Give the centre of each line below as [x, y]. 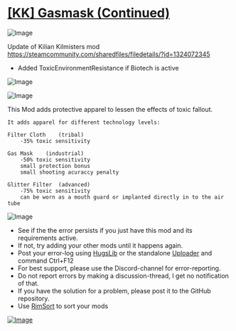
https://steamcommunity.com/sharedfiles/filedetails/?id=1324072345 [109, 54]
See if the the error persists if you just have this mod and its [105, 230]
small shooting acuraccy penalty [70, 172]
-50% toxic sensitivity [55, 159]
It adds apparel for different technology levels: [84, 122]
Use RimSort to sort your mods [63, 306]
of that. [28, 283]
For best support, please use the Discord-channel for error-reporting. [119, 268]
